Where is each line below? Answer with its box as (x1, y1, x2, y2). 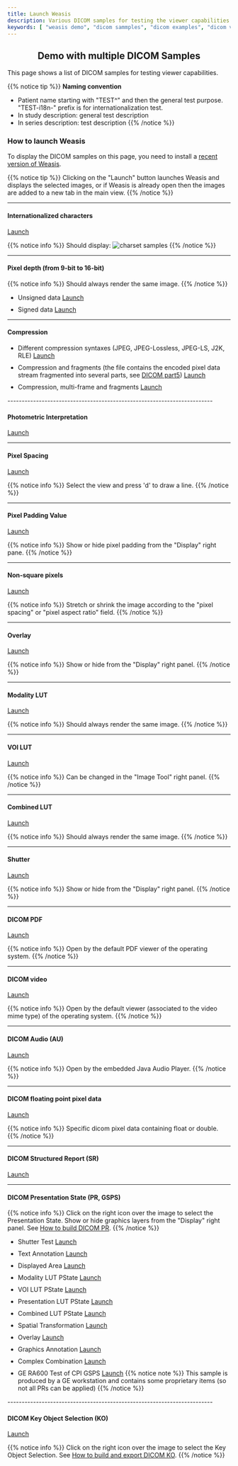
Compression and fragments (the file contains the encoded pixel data (17, 363, 221, 372)
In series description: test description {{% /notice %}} (17, 118, 175, 127)
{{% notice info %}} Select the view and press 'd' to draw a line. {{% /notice (7, 481, 229, 489)
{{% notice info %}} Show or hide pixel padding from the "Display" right (7, 540, 217, 549)
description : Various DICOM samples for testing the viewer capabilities (7, 17, 230, 24)
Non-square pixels (7, 571, 64, 579)
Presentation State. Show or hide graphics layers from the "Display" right (7, 1216, 220, 1225)
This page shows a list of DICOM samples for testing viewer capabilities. (7, 69, 218, 77)
